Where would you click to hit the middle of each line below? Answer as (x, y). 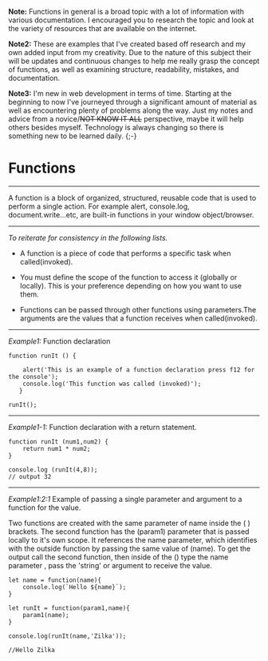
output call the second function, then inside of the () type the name (118, 557)
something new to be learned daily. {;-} (73, 136)
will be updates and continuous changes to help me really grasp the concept (134, 61)
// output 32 (30, 476)
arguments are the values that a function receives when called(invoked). (138, 318)
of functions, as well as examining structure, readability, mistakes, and (124, 70)
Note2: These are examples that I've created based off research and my (127, 44)
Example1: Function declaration (59, 341)
